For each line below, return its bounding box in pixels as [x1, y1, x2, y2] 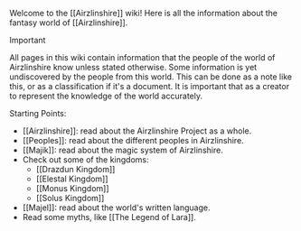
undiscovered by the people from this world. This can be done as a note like [9, 71, 292, 82]
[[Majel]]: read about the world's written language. [22, 202, 211, 213]
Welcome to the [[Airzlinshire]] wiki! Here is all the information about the [9, 8, 278, 18]
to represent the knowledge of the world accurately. [9, 90, 203, 101]
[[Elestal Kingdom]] [35, 173, 108, 184]
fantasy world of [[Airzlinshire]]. [9, 17, 128, 28]
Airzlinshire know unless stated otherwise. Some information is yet [9, 62, 258, 72]
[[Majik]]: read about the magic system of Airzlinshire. [22, 144, 223, 155]
